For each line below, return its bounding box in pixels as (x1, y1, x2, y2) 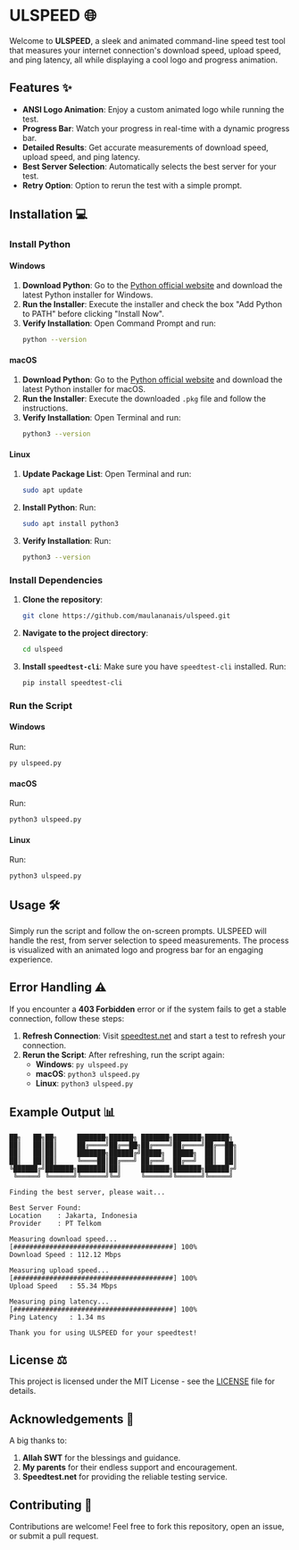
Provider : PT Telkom (9, 1219, 102, 1228)
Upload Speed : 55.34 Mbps (9, 1281, 118, 1290)
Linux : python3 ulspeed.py (35, 1078, 134, 1088)
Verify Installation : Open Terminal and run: (21, 412, 181, 423)
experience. (9, 954, 54, 964)
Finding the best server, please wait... (9, 1187, 166, 1196)
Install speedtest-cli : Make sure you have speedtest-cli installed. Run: (21, 662, 287, 672)
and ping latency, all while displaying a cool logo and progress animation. (9, 54, 278, 65)
